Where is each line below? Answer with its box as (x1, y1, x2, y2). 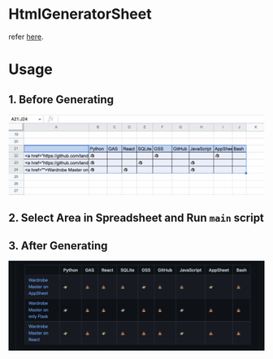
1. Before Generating (8, 93, 115, 106)
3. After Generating (8, 239, 108, 253)
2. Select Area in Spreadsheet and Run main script (8, 211, 264, 225)
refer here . (8, 32, 45, 41)
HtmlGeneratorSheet (8, 5, 152, 24)
